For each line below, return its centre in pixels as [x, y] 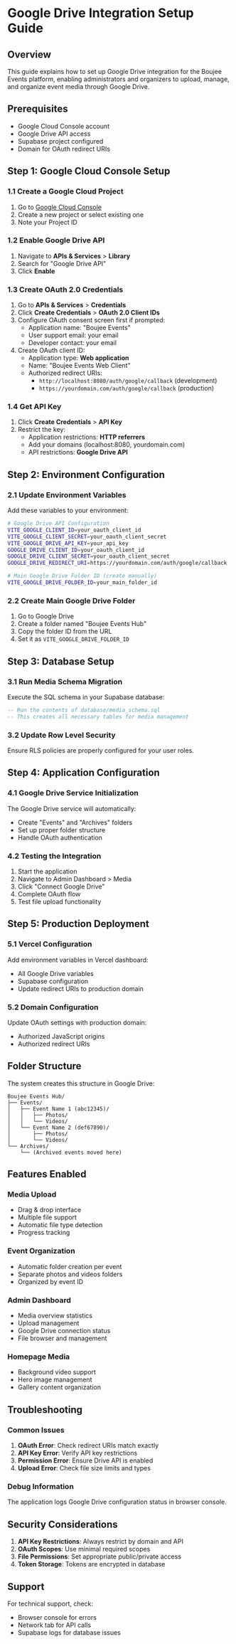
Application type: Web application [79, 358]
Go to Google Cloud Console [59, 207]
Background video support [57, 1372]
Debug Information [41, 1486]
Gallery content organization [59, 1387]
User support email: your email [73, 335]
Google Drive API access [54, 134]
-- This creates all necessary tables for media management [98, 716]
